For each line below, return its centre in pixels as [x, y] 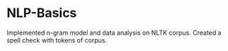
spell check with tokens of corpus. [57, 40]
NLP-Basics [42, 13]
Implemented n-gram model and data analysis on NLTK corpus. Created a [114, 33]
